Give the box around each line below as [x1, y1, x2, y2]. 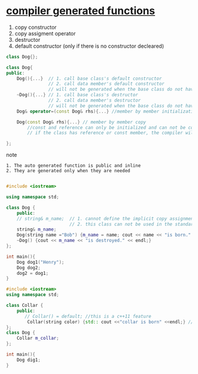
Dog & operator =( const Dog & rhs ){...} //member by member [16, 108, 160, 114]
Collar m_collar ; [16, 335, 60, 342]
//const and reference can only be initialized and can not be [27, 124, 186, 130]
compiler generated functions [6, 4, 156, 18]
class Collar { [6, 303, 44, 309]
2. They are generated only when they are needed [6, 168, 131, 174]
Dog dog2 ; [16, 264, 41, 271]
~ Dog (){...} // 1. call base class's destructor [16, 92, 138, 98]
